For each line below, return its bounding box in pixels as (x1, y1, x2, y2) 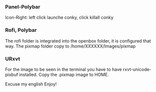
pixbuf (5, 71, 18, 77)
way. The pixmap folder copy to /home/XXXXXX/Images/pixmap (5, 43, 136, 49)
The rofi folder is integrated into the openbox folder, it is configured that (5, 38, 152, 44)
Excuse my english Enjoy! (5, 81, 57, 87)
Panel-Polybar (5, 3, 40, 10)
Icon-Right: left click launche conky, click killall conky (5, 15, 114, 21)
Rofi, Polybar (5, 27, 37, 34)
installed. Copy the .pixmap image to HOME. (19, 71, 109, 77)
